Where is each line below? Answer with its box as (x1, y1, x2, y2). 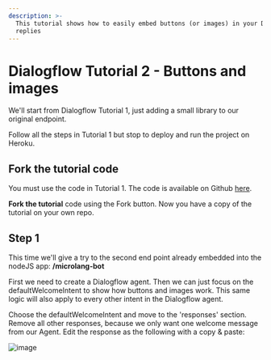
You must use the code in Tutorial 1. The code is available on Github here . (8, 184, 252, 193)
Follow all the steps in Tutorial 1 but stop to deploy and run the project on (8, 130, 250, 140)
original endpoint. (8, 114, 67, 124)
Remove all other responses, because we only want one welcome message (8, 318, 258, 328)
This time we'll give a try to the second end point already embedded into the (8, 252, 262, 262)
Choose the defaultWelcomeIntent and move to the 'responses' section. (8, 309, 248, 320)
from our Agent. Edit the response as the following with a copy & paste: (8, 327, 245, 337)
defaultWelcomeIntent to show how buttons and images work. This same (8, 285, 251, 295)
